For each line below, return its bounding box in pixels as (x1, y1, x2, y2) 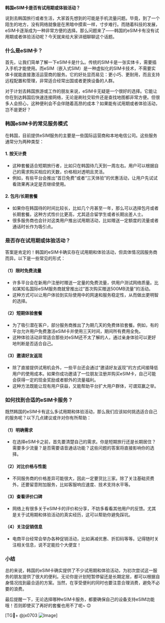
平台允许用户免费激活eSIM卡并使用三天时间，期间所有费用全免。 (12, 328, 143, 334)
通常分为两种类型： (5, 138, 44, 144)
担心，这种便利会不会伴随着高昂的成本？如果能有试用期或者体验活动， (18, 100, 160, 106)
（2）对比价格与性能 (5, 463, 47, 469)
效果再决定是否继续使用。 (16, 181, 69, 187)
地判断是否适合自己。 (12, 340, 55, 346)
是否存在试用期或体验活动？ (5, 237, 71, 244)
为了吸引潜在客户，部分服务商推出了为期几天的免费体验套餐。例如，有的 (12, 322, 159, 328)
